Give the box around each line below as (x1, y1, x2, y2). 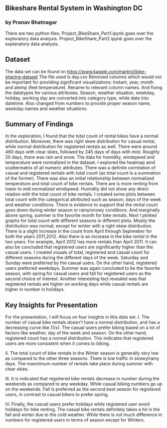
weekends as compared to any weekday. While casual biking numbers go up (5, 381, 163, 387)
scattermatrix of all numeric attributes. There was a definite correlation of (5, 165, 156, 171)
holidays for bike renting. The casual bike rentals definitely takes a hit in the (5, 407, 161, 413)
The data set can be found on (5, 68, 66, 74)
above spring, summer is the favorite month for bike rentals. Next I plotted (5, 213, 157, 218)
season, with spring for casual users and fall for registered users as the (5, 271, 152, 277)
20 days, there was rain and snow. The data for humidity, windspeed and (5, 154, 155, 160)
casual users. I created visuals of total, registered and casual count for (5, 249, 150, 255)
